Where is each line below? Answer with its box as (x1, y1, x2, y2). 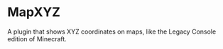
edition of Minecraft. (7, 34, 67, 43)
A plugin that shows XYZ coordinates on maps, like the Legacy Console (7, 27, 217, 36)
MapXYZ (7, 4, 60, 20)
